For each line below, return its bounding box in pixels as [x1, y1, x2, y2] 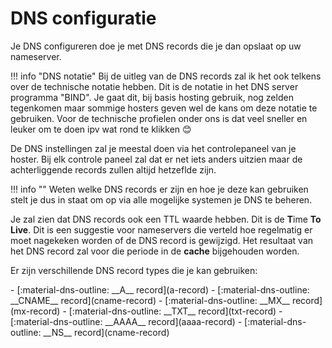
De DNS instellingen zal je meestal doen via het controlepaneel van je [10, 142, 297, 154]
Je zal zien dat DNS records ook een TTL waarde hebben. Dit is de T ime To [10, 213, 322, 225]
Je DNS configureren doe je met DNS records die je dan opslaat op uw [10, 40, 302, 52]
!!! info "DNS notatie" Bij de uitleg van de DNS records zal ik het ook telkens [10, 70, 322, 82]
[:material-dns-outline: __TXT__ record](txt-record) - [68, 305, 283, 317]
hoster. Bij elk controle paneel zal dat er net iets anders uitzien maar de [10, 153, 303, 165]
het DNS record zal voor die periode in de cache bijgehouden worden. [10, 245, 300, 257]
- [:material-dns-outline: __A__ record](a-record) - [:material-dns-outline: [10, 283, 310, 296]
